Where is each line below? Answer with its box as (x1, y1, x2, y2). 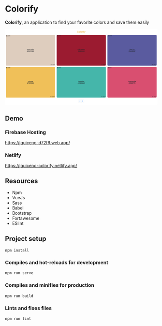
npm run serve (5, 271, 34, 276)
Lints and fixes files (5, 305, 52, 311)
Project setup (5, 235, 47, 243)
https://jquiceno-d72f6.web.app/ (5, 140, 70, 146)
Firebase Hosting (5, 129, 46, 135)
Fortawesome (12, 215, 40, 221)
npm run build (5, 294, 34, 298)
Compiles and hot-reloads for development (5, 259, 109, 266)
